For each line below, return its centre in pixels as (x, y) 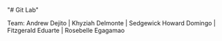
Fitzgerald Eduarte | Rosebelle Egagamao (66, 30)
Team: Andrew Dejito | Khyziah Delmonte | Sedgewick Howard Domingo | (111, 23)
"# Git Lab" (23, 10)
